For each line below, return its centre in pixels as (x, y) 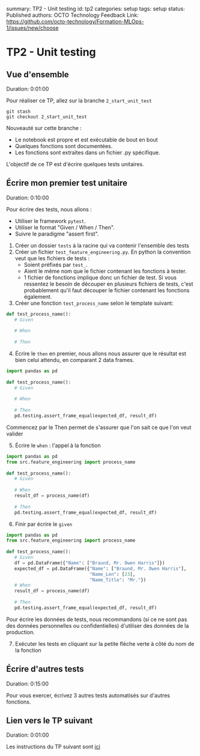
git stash (19, 111)
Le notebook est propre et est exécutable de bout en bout (86, 140)
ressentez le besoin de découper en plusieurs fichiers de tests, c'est (108, 284)
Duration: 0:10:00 (28, 198)
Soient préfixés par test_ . (56, 264)
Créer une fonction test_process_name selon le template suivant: (94, 303)
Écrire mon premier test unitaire (67, 183)
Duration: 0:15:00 (28, 684)
